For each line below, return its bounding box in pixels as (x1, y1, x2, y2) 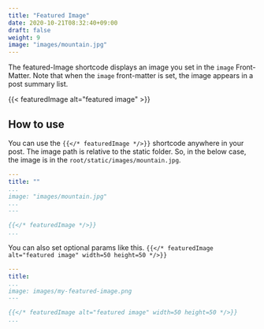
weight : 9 (8, 33, 41, 42)
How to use (8, 118, 65, 131)
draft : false (8, 26, 51, 34)
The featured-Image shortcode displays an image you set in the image (8, 62, 235, 72)
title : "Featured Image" (8, 11, 90, 20)
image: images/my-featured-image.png (8, 287, 132, 295)
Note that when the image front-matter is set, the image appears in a (32, 71, 254, 80)
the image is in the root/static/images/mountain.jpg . (8, 155, 181, 164)
